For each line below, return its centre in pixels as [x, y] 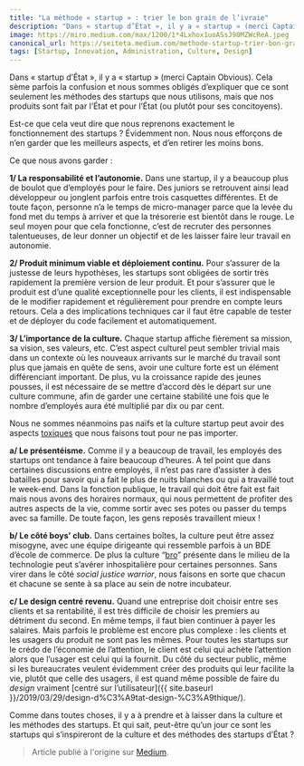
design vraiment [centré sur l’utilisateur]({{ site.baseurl [111, 688]
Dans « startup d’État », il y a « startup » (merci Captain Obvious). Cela [141, 77]
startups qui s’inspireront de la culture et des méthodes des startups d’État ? [152, 734]
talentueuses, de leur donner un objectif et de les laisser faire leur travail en [150, 236]
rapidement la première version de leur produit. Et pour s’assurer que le [142, 283]
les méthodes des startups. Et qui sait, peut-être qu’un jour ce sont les [140, 725]
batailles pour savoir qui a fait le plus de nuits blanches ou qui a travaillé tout [152, 480]
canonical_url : [38, 43]
